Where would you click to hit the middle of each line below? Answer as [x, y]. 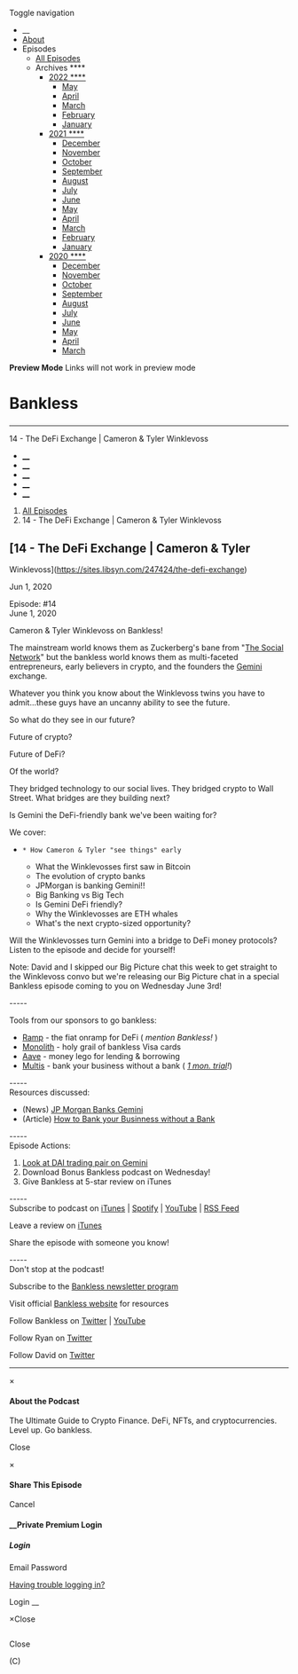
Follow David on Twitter [52, 1355]
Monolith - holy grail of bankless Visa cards [102, 1047]
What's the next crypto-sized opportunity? [113, 923]
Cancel [22, 1505]
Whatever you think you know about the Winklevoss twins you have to [137, 693]
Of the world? [34, 771]
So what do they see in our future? [72, 719]
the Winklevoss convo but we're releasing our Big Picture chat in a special [144, 976]
